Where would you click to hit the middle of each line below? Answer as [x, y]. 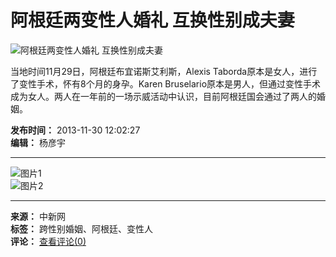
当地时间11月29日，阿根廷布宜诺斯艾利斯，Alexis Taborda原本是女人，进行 [164, 71]
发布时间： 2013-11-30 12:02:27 [75, 130]
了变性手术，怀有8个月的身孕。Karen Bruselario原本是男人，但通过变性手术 [166, 83]
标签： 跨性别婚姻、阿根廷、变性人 [81, 228]
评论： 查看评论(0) [48, 241]
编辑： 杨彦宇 [38, 142]
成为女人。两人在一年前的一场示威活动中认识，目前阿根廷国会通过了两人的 [163, 96]
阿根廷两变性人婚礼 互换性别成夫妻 [152, 20]
